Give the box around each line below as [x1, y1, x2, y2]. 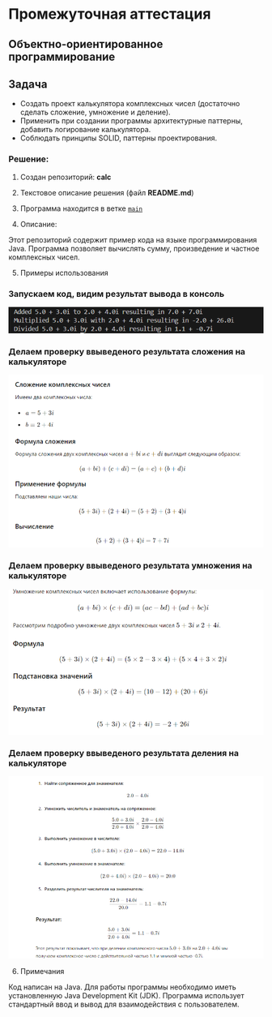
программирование [8, 49, 116, 63]
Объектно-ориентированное [8, 37, 164, 51]
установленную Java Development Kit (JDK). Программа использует [8, 991, 244, 1001]
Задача [8, 77, 48, 91]
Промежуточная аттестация [8, 5, 211, 24]
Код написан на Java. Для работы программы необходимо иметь [8, 982, 236, 992]
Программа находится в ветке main [19, 204, 143, 213]
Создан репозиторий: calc [19, 172, 112, 182]
